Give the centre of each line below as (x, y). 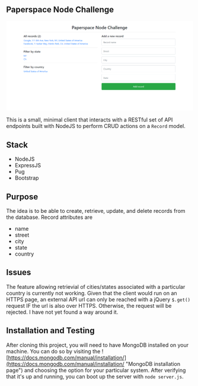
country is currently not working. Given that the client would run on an (92, 293)
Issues (19, 272)
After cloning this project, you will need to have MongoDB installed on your (98, 345)
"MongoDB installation (153, 363)
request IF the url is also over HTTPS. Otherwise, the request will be (89, 305)
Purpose (22, 197)
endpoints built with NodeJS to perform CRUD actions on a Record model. (96, 126)
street (22, 235)
